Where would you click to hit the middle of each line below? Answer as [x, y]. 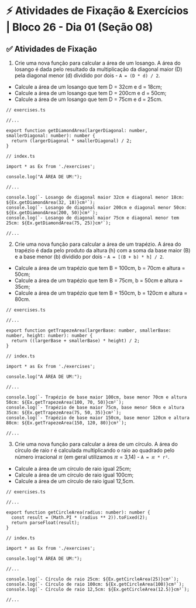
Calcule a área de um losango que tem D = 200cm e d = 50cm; [90, 93]
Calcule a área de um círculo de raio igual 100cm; [74, 475]
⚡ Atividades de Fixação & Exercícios [97, 11]
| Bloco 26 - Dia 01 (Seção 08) [80, 27]
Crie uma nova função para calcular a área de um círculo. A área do [96, 444]
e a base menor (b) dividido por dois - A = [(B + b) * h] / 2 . [89, 256]
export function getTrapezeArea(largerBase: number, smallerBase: [89, 330]
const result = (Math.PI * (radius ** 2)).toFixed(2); [80, 518]
